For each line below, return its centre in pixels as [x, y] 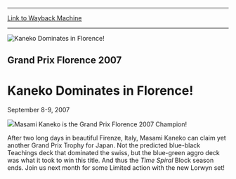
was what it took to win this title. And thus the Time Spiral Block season [111, 160]
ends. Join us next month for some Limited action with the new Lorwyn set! [116, 168]
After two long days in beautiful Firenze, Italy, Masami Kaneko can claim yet [117, 138]
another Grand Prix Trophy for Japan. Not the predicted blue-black [104, 145]
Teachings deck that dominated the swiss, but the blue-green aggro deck [113, 153]
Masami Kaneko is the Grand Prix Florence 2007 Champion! [101, 124]
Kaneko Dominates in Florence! [100, 90]
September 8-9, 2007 [39, 110]
